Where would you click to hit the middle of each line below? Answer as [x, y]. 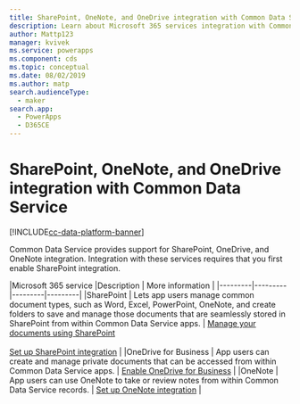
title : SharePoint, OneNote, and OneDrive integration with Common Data [147, 17]
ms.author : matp [39, 84]
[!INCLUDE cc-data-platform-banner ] [77, 232]
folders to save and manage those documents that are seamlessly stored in [147, 314]
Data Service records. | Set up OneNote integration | [105, 390]
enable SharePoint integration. [65, 268]
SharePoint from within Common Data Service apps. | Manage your [133, 323]
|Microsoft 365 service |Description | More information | [112, 285]
